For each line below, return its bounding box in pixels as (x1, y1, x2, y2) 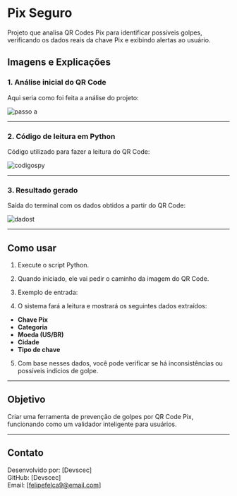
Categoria (17, 323, 48, 332)
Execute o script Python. (17, 261, 90, 270)
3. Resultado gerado (7, 185, 78, 195)
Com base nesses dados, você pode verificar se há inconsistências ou (17, 359, 224, 368)
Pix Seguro (7, 5, 73, 21)
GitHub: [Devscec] (7, 473, 61, 481)
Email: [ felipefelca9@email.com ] (7, 480, 102, 489)
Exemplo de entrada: (17, 288, 78, 297)
